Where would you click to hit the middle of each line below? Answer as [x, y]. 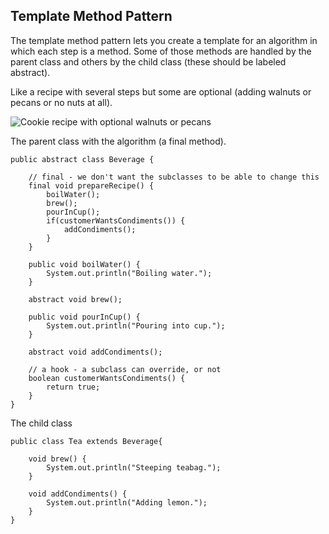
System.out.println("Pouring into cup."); [136, 325]
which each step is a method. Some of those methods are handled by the [161, 51]
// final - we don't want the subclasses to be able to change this [174, 177]
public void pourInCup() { [84, 317]
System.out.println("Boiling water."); [129, 273]
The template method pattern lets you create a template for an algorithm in [164, 40]
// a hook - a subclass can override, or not [125, 369]
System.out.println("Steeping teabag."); [134, 467]
